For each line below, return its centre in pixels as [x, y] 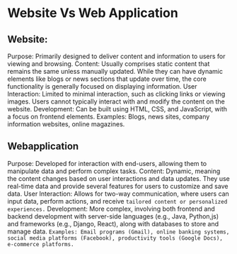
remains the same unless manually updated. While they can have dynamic [115, 71]
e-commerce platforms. [41, 244]
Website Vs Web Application [93, 13]
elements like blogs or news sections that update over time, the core [107, 79]
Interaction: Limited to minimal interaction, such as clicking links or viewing [116, 94]
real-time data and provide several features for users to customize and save [118, 186]
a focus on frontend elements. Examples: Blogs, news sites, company [109, 116]
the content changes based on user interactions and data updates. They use [118, 178]
